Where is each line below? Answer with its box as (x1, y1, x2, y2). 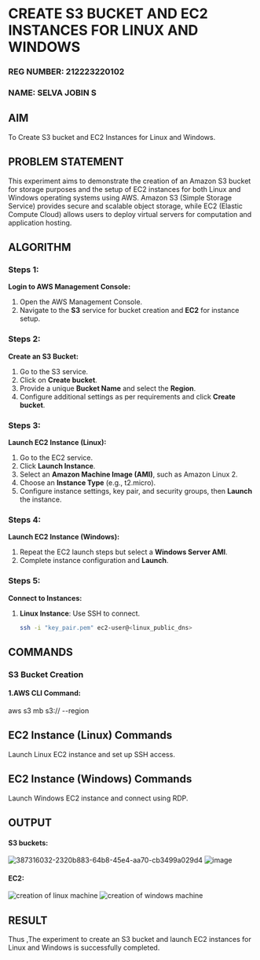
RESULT (8, 914, 48, 927)
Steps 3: (8, 420, 41, 431)
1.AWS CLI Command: (8, 689, 81, 698)
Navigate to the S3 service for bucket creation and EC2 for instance (19, 306, 240, 315)
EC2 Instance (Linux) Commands (8, 729, 173, 742)
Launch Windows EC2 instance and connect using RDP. (8, 793, 189, 803)
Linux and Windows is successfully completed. (8, 943, 160, 952)
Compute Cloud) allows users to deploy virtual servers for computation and (8, 209, 252, 219)
